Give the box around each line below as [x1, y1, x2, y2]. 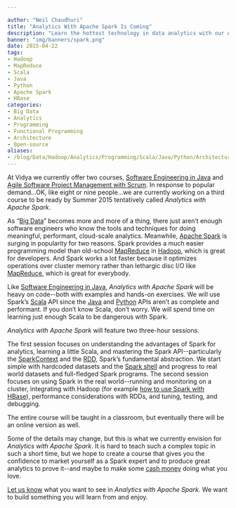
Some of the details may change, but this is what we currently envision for [7, 434, 222, 443]
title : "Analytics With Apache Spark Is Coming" [7, 23, 152, 30]
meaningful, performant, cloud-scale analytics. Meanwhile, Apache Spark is [7, 231, 228, 240]
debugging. [7, 400, 41, 408]
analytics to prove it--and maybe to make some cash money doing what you [7, 464, 228, 472]
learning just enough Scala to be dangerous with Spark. [7, 312, 169, 321]
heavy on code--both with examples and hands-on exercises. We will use [7, 290, 221, 298]
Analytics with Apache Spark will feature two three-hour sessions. [7, 326, 199, 334]
